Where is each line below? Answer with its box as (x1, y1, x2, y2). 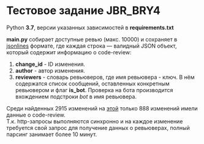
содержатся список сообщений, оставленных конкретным (15, 80, 170, 87)
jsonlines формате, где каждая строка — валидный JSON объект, (6, 42, 177, 49)
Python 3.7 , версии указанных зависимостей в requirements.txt (6, 24, 174, 31)
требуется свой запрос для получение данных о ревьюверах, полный (6, 124, 190, 131)
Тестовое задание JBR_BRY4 (6, 4, 161, 18)
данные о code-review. (6, 111, 66, 118)
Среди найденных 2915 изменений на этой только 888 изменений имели (6, 104, 198, 112)
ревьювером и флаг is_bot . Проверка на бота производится (15, 86, 173, 93)
